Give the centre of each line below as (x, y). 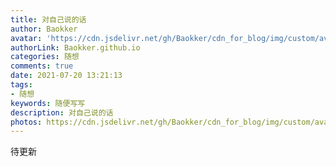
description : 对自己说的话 (62, 112)
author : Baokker (44, 29)
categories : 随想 (45, 57)
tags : (21, 85)
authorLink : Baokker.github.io (75, 47)
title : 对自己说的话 (48, 19)
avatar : (26, 38)
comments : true (42, 66)
